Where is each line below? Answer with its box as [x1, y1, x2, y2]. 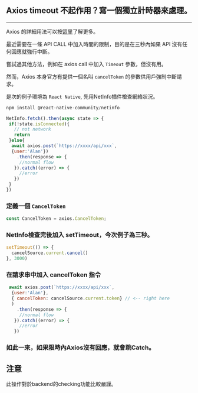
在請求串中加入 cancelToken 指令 [6, 271, 101, 279]
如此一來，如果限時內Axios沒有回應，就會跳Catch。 [6, 343, 155, 352]
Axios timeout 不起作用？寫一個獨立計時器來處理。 [6, 5, 192, 16]
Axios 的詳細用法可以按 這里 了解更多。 [6, 28, 99, 35]
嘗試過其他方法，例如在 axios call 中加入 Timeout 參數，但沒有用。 [6, 60, 167, 67]
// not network [14, 126, 51, 132]
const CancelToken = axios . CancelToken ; [6, 216, 107, 222]
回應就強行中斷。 [11, 48, 53, 55]
